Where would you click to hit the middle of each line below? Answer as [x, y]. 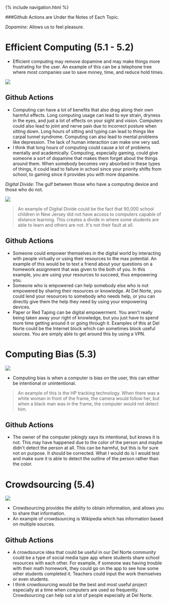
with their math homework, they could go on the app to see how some [86, 569]
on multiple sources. [34, 524]
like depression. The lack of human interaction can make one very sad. [86, 142]
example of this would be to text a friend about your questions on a [82, 264]
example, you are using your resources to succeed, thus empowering [85, 274]
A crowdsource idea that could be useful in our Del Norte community [84, 552]
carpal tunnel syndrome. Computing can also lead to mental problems [85, 137]
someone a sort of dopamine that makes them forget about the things [85, 158]
